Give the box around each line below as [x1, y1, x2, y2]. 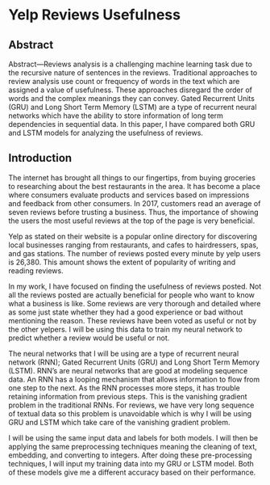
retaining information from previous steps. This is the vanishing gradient [8, 391, 247, 401]
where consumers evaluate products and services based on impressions [8, 190, 250, 200]
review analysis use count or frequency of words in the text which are [8, 77, 240, 86]
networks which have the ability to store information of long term [8, 111, 224, 120]
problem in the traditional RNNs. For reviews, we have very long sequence [8, 400, 255, 410]
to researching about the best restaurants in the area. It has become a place [8, 181, 260, 191]
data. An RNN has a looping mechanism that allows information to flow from [8, 374, 260, 384]
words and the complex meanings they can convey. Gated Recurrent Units [8, 94, 255, 103]
